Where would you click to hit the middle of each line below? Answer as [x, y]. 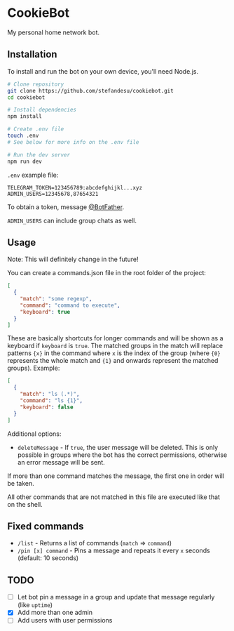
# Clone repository [36, 84]
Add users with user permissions [65, 620]
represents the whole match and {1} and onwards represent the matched [113, 361]
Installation [32, 54]
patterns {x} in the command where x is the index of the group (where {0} [114, 353]
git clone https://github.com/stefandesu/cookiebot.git [90, 91]
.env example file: [33, 175]
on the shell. [25, 504]
